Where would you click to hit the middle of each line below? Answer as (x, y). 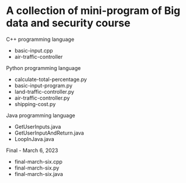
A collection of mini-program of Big (93, 11)
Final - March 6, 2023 (32, 150)
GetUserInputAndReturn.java (49, 133)
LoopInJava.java (34, 139)
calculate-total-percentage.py (51, 79)
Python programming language (43, 68)
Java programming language (41, 115)
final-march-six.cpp (38, 161)
